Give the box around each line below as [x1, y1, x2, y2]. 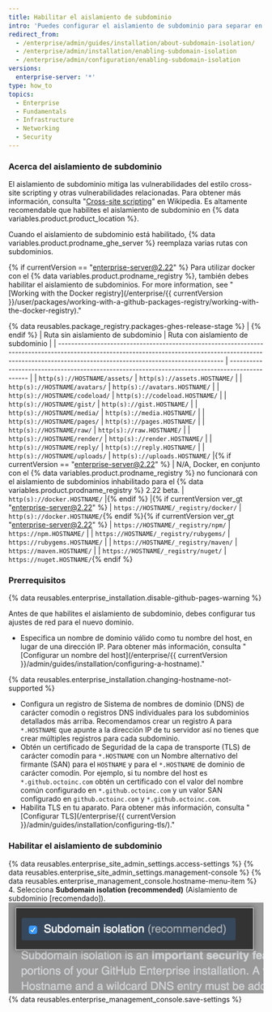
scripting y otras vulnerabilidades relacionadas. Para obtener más [22, 188, 241, 198]
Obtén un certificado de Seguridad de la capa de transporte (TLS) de [19, 742, 251, 752]
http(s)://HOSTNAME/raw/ [8, 426, 92, 435]
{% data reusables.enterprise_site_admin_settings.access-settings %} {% [8, 858, 254, 868]
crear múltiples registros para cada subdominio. [19, 733, 181, 743]
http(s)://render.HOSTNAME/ [108, 435, 204, 443]
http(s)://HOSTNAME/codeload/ [8, 392, 111, 400]
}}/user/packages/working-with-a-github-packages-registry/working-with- [8, 297, 260, 307]
